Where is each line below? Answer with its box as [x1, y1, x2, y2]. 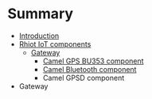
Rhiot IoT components [18, 39, 92, 48]
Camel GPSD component [42, 73, 125, 82]
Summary [7, 5, 73, 23]
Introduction [18, 31, 60, 40]
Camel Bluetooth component [42, 64, 137, 74]
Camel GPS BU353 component [42, 56, 144, 66]
